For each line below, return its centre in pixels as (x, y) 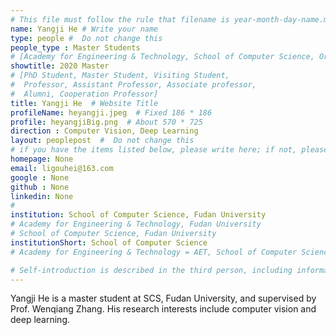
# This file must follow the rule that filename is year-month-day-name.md (171, 19)
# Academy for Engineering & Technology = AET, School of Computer (154, 252)
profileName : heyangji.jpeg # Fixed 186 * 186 (111, 112)
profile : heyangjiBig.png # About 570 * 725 (106, 122)
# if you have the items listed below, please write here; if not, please (169, 150)
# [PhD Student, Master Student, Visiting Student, (120, 76)
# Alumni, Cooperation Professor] (84, 94)
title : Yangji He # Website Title (84, 103)
